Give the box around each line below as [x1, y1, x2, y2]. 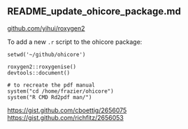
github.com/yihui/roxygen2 [7, 24, 85, 32]
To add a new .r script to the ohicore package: [7, 38, 143, 46]
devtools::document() [7, 69, 71, 76]
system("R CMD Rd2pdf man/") [7, 93, 92, 100]
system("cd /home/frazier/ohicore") [7, 87, 114, 95]
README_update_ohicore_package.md [7, 6, 182, 17]
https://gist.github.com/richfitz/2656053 [7, 113, 124, 121]
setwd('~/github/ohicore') [7, 51, 86, 58]
